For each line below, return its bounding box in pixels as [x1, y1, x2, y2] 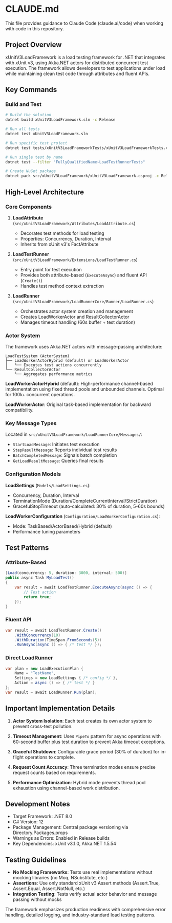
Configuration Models [5, 471, 61, 478]
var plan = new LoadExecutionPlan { [5, 666, 83, 671]
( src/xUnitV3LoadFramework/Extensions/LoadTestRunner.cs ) [12, 256, 138, 263]
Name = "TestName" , [14, 671, 56, 676]
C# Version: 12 [12, 819, 44, 825]
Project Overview [5, 41, 62, 49]
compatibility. [5, 407, 34, 413]
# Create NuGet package [5, 169, 56, 174]
